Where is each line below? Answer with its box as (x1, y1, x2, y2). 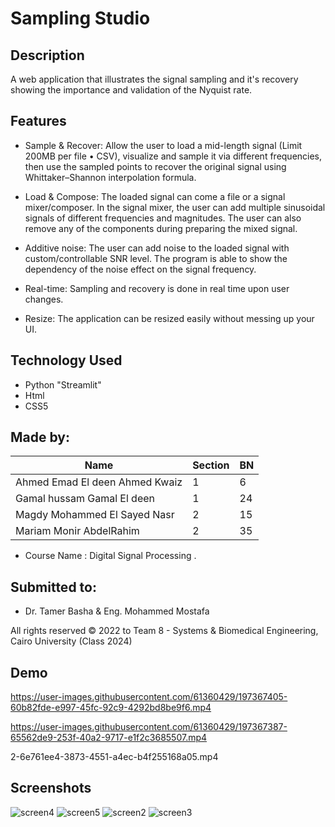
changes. (24, 293, 64, 305)
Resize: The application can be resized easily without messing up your (24, 312, 315, 324)
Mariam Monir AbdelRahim (15, 524, 140, 538)
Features (10, 113, 67, 130)
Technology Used (10, 352, 123, 369)
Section (192, 458, 230, 472)
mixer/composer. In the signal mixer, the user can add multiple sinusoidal (24, 201, 326, 213)
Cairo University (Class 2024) (10, 635, 133, 647)
